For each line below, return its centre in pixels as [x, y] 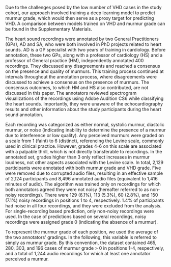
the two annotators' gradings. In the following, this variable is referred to [81, 237]
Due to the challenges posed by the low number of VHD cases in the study [83, 7]
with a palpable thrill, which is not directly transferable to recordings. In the [84, 152]
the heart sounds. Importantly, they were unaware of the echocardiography [84, 104]
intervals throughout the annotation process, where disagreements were [81, 77]
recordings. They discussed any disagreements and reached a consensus [83, 66]
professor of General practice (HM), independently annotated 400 [75, 60]
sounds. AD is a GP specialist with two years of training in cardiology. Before [85, 50]
